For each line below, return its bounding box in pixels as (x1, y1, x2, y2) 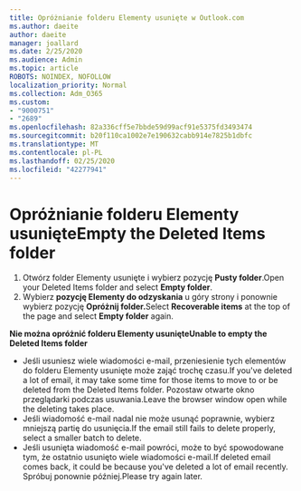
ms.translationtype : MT (9, 140, 99, 149)
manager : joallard (9, 38, 79, 48)
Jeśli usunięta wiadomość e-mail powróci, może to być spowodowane (22, 442, 285, 453)
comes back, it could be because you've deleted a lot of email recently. (22, 461, 288, 472)
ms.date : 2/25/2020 (9, 47, 83, 56)
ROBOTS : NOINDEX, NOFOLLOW (9, 72, 111, 82)
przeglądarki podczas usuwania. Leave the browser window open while (22, 394, 287, 405)
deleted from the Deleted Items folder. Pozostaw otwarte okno (22, 384, 255, 395)
